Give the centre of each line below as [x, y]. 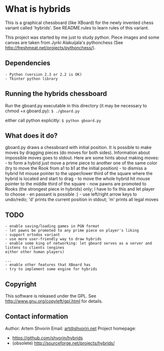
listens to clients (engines [35, 248]
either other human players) [35, 252]
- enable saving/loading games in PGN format [52, 226]
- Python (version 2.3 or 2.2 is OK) [44, 75]
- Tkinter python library [31, 79]
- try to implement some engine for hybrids [51, 269]
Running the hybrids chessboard [56, 94]
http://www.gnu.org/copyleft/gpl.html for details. [54, 301]
